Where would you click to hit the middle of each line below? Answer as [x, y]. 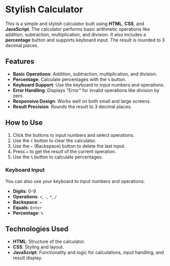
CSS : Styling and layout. [38, 247]
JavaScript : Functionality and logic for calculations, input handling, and [88, 252]
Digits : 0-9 [24, 191]
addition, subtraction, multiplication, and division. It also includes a [76, 34]
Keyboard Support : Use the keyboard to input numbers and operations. [89, 85]
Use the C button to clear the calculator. [54, 140]
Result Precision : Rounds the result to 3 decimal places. [72, 107]
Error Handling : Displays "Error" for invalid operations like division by [86, 90]
